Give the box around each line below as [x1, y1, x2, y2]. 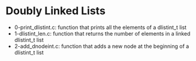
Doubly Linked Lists [5, 4, 106, 18]
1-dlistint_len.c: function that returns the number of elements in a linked [14, 30, 191, 37]
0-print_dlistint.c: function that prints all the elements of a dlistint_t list [14, 24, 187, 31]
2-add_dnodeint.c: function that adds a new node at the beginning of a [14, 43, 189, 50]
